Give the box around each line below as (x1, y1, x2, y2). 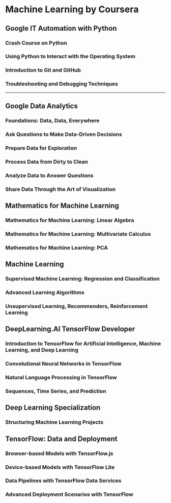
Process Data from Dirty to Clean (5, 158, 88, 165)
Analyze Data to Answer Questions (5, 172, 94, 179)
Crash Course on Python (5, 39, 68, 47)
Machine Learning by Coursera (5, 4, 139, 15)
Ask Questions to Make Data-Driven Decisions (5, 130, 122, 138)
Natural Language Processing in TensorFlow (5, 374, 117, 381)
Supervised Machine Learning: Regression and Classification (5, 275, 160, 282)
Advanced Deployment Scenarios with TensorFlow (5, 491, 133, 498)
